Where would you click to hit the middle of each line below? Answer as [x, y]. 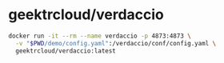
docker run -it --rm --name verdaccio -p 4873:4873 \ [100, 36]
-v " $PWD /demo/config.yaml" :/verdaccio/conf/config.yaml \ [116, 43]
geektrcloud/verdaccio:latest [66, 51]
